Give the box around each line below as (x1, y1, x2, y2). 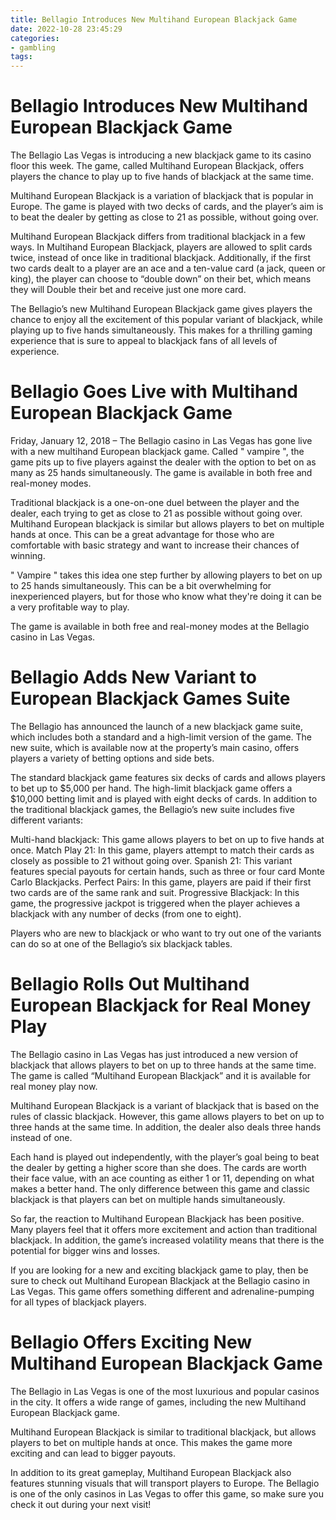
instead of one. (10, 1131, 73, 1143)
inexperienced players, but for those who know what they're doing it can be (10, 591, 322, 602)
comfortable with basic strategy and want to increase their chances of (10, 539, 300, 551)
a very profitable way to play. (10, 601, 130, 613)
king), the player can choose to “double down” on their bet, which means (10, 273, 312, 285)
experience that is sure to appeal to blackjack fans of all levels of (10, 335, 278, 347)
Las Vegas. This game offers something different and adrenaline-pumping (10, 1285, 315, 1297)
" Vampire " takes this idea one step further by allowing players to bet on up (10, 569, 323, 581)
